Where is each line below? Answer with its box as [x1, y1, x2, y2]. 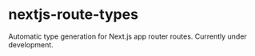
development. [8, 39, 54, 49]
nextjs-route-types [8, 6, 138, 24]
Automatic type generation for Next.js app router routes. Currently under [8, 32, 248, 41]
